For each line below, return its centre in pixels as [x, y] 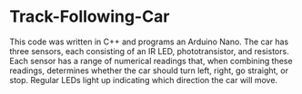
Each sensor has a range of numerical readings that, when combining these [151, 61]
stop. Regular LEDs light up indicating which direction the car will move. [144, 80]
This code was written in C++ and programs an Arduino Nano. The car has [149, 42]
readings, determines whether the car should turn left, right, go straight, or [149, 70]
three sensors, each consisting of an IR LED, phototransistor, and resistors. [149, 51]
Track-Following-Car [90, 17]
